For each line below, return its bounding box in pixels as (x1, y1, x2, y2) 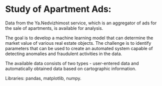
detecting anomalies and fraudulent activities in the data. (5, 51, 122, 57)
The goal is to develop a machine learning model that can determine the (5, 35, 153, 41)
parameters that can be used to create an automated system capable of (5, 45, 153, 51)
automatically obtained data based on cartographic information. (5, 66, 136, 72)
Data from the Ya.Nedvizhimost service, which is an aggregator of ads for (5, 20, 157, 26)
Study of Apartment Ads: (5, 3, 111, 15)
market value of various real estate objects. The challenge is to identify (5, 40, 151, 46)
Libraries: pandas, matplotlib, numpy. (5, 75, 81, 81)
